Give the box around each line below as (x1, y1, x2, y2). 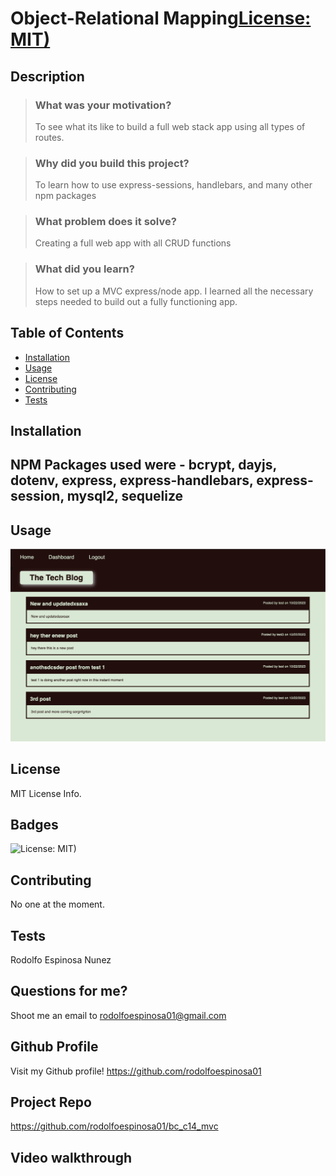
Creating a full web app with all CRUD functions (34, 237, 232, 249)
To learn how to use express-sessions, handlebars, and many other (34, 179, 313, 191)
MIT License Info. (10, 787, 82, 799)
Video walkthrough (10, 1149, 132, 1166)
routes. (34, 131, 65, 143)
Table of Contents (10, 325, 125, 342)
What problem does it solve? (34, 215, 177, 229)
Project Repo (10, 1094, 92, 1111)
